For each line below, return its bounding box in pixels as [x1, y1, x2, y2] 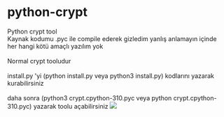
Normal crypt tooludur [7, 56, 71, 65]
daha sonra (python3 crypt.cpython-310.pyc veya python [7, 93, 172, 102]
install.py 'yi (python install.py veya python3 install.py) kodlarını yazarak [7, 71, 215, 80]
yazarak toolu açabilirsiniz [33, 102, 108, 110]
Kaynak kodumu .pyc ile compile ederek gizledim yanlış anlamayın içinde [7, 34, 217, 42]
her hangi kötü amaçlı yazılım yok [7, 42, 104, 50]
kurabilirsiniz [7, 79, 44, 87]
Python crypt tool [7, 27, 57, 36]
